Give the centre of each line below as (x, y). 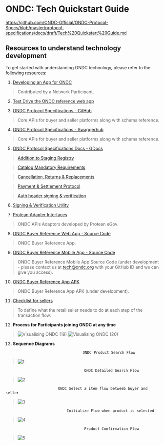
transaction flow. (34, 315)
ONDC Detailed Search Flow (112, 370)
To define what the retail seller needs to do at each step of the (80, 310)
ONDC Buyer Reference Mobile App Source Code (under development (88, 262)
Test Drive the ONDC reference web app (53, 101)
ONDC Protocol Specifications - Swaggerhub (58, 129)
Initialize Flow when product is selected (110, 411)
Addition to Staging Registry (46, 158)
